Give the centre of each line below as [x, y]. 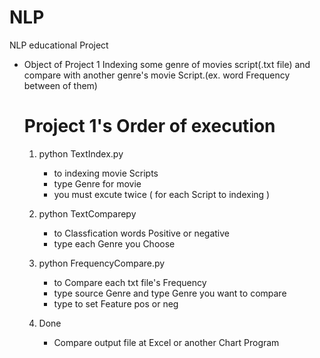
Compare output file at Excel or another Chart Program [166, 342]
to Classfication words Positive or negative [142, 233]
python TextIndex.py [81, 153]
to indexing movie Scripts [106, 173]
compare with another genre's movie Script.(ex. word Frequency [157, 75]
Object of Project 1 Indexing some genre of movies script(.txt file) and [167, 64]
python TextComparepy [87, 213]
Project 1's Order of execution [149, 126]
